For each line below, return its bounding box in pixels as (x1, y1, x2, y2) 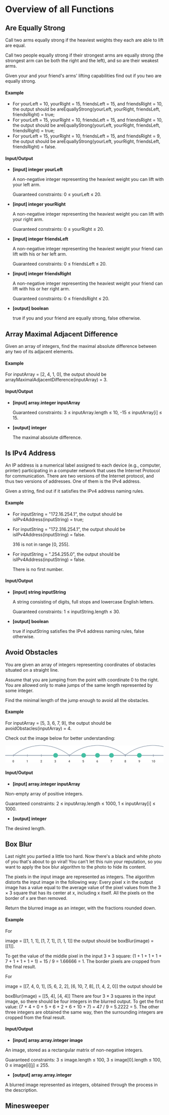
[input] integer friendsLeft (12, 236, 69, 242)
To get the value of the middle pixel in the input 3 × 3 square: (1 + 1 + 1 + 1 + (5, 953, 162, 959)
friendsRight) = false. (12, 144, 57, 150)
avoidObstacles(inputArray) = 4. (5, 725, 72, 731)
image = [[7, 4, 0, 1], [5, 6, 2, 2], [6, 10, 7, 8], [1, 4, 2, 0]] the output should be (5, 983, 162, 989)
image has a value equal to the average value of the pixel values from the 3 (5, 885, 161, 891)
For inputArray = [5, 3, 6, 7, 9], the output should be (5, 720, 112, 726)
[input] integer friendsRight (12, 271, 71, 277)
